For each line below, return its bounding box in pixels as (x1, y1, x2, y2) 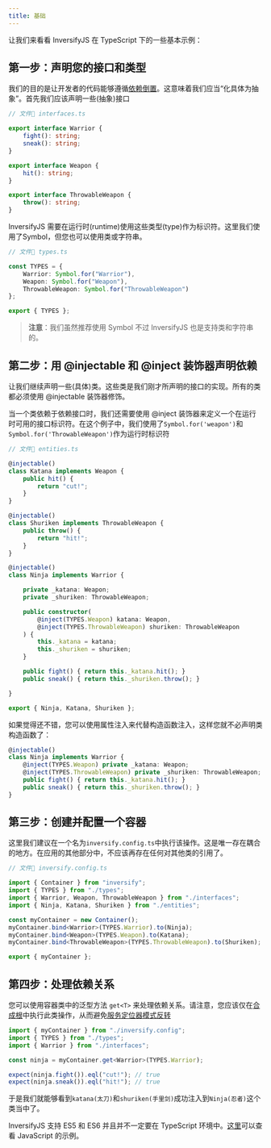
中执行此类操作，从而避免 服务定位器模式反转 (23, 1010, 171, 1020)
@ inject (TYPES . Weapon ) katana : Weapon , (37, 615, 172, 624)
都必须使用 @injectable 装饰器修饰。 (8, 392, 130, 401)
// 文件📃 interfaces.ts (8, 110, 86, 118)
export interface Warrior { (8, 124, 103, 133)
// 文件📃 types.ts (8, 248, 68, 257)
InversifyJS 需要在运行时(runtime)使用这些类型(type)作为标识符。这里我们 (8, 222, 253, 232)
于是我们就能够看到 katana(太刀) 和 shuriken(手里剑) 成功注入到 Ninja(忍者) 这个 (8, 1094, 261, 1104)
